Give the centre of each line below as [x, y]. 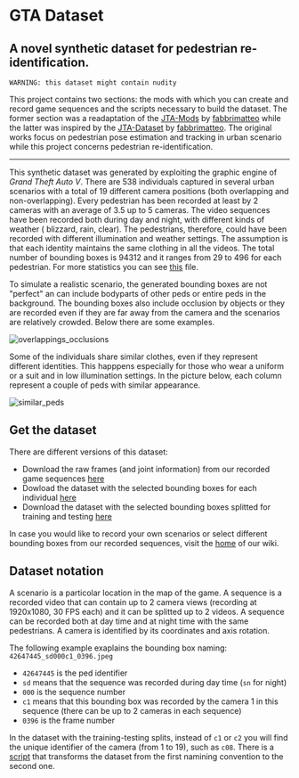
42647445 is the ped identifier [75, 673]
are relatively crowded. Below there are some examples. [112, 322]
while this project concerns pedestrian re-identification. [111, 147]
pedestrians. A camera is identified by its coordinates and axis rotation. [139, 630]
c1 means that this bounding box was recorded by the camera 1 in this [150, 701]
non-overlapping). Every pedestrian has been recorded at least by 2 [134, 201]
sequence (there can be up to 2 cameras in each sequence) [132, 710]
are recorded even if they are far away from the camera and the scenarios [145, 312]
